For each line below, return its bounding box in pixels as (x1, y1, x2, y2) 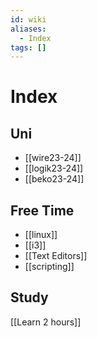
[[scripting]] (24, 261, 75, 273)
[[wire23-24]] (24, 152, 82, 164)
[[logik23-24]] (24, 162, 84, 175)
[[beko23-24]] (24, 173, 85, 185)
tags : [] (10, 42, 47, 53)
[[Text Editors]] (24, 250, 88, 262)
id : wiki (10, 14, 47, 25)
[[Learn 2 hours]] (10, 316, 82, 328)
